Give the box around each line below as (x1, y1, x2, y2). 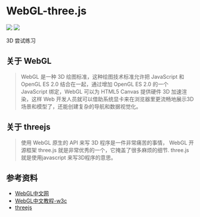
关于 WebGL (6, 56, 52, 66)
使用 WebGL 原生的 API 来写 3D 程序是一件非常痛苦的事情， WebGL (20, 139, 187, 146)
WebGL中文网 (14, 190, 49, 197)
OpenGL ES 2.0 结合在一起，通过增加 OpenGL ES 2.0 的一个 (20, 80, 169, 88)
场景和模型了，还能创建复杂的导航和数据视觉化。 (20, 103, 141, 110)
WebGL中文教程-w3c (14, 197, 67, 204)
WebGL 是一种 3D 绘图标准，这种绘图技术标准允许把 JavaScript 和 (20, 73, 184, 80)
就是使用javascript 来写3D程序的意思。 (20, 154, 116, 161)
